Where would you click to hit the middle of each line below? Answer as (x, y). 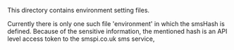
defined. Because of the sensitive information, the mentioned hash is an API (117, 31)
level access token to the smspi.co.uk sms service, (81, 39)
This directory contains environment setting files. (79, 10)
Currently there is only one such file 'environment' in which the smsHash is (116, 24)
